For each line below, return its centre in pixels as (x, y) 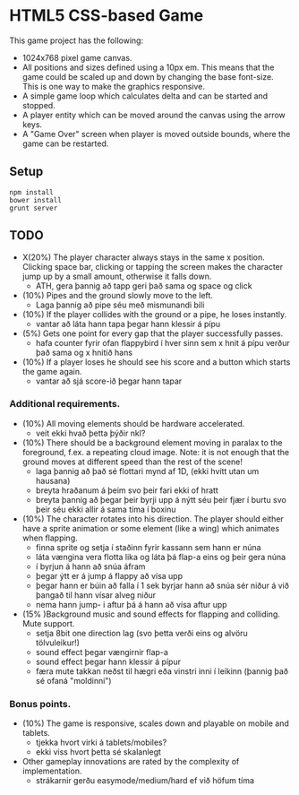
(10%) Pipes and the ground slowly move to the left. (117, 295)
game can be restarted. (65, 143)
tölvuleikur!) (58, 643)
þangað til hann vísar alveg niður (96, 595)
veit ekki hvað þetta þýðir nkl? (90, 433)
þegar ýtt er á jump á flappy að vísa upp (109, 575)
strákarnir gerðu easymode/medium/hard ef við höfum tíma (145, 781)
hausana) (53, 480)
